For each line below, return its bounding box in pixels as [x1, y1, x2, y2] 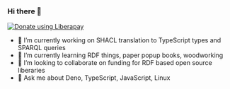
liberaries [17, 66, 45, 75]
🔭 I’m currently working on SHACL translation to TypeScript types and [17, 36, 222, 44]
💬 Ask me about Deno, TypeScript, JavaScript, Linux [17, 73, 171, 82]
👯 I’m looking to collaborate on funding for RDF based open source [17, 59, 212, 67]
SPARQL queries [17, 44, 66, 52]
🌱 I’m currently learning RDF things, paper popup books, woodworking [17, 51, 224, 59]
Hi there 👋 [7, 6, 42, 16]
